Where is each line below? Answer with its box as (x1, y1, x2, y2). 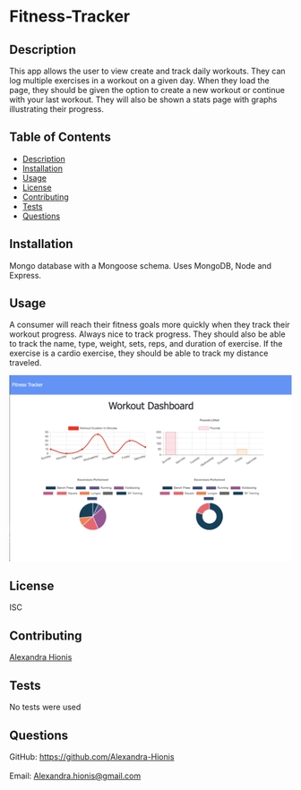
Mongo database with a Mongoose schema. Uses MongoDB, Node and (9, 260, 271, 270)
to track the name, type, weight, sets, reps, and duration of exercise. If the (9, 339, 283, 349)
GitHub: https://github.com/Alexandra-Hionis (9, 751, 175, 762)
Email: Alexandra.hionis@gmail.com (9, 770, 142, 781)
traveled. (9, 357, 42, 368)
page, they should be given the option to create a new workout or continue (9, 85, 285, 95)
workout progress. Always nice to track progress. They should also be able (9, 329, 286, 339)
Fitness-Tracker (9, 6, 131, 27)
